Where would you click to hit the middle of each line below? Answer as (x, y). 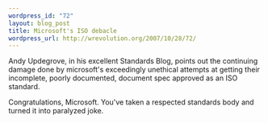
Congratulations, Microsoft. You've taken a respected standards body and (131, 102)
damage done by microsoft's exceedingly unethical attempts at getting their (134, 70)
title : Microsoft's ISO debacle (63, 31)
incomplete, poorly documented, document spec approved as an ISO (123, 78)
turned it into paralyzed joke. (56, 111)
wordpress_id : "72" (41, 16)
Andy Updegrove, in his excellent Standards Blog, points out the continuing (133, 61)
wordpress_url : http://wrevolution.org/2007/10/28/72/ (103, 38)
